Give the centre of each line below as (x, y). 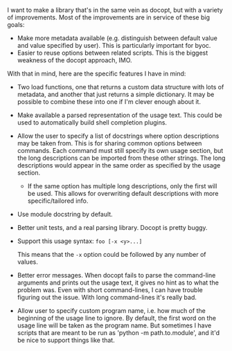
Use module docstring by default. (65, 214)
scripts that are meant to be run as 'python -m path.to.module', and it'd (118, 333)
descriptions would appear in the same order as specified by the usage (119, 165)
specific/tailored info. (58, 201)
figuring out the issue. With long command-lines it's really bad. (107, 297)
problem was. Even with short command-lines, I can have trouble (110, 290)
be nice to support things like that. (66, 340)
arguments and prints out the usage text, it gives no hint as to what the (118, 282)
